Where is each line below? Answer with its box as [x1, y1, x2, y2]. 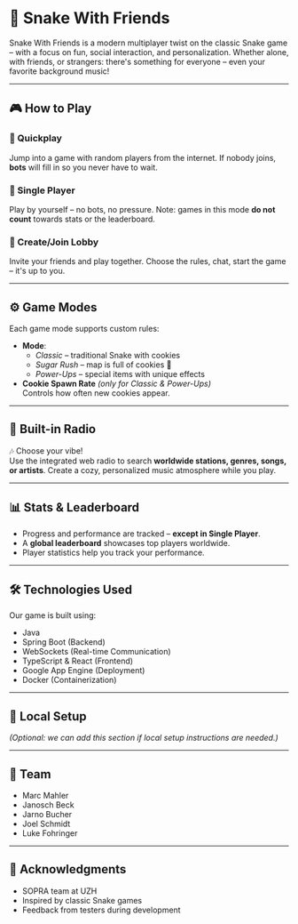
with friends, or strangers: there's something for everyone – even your [9, 56, 266, 67]
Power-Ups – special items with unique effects [35, 369, 206, 380]
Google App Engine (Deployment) [21, 665, 145, 676]
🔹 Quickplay [9, 133, 62, 145]
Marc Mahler [21, 791, 69, 801]
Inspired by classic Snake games [21, 895, 143, 905]
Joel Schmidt [21, 818, 71, 830]
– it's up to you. [9, 266, 66, 277]
